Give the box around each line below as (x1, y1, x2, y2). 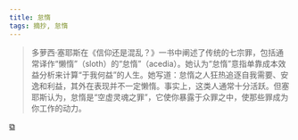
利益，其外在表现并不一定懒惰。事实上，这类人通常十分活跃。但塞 (46, 80, 290, 91)
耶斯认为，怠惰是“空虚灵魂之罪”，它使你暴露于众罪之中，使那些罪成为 (30, 91, 289, 103)
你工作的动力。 (30, 103, 87, 113)
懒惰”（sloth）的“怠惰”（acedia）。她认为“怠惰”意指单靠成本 (57, 58, 278, 69)
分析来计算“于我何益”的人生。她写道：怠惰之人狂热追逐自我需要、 (38, 69, 281, 80)
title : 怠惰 (9, 12, 51, 22)
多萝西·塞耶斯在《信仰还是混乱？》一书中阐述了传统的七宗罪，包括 (30, 46, 277, 58)
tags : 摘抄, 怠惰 (9, 21, 69, 30)
